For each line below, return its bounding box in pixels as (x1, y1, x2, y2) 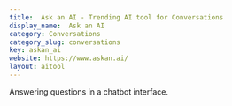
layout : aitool (9, 63, 66, 72)
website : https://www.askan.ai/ (9, 54, 128, 63)
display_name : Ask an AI (9, 21, 104, 30)
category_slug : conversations (9, 37, 121, 47)
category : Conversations (9, 29, 101, 38)
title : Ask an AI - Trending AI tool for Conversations (9, 12, 224, 22)
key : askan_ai (9, 46, 62, 55)
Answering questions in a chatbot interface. (9, 86, 169, 97)
